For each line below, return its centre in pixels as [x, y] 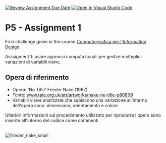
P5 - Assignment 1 [43, 28]
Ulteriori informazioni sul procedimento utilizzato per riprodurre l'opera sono [83, 115]
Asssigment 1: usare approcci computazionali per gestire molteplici [74, 56]
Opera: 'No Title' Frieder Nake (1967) [50, 89]
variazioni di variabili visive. [33, 62]
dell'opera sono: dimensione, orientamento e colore [65, 105]
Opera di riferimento [37, 77]
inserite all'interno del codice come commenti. [53, 120]
